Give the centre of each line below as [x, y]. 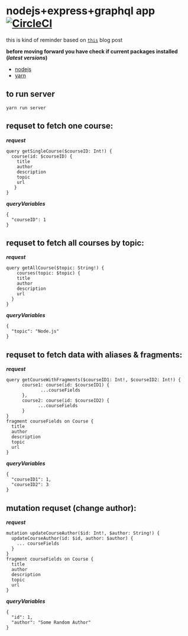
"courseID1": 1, [31, 480]
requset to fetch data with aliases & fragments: [94, 355]
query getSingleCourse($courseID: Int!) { [59, 151]
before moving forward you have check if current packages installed [92, 51]
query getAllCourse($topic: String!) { [55, 268]
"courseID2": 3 [30, 485]
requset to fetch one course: [60, 126]
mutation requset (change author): [72, 508]
